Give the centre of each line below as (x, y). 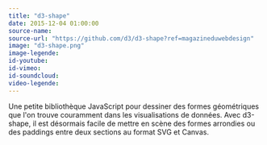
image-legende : (34, 53)
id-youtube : (28, 61)
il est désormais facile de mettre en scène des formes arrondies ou (144, 123)
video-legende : (34, 83)
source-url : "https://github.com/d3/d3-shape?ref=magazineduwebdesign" (131, 38)
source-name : (30, 31)
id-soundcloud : (34, 76)
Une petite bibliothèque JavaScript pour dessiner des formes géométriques (134, 106)
